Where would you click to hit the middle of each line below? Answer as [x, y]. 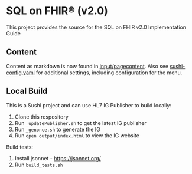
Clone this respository [42, 117]
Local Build [27, 91]
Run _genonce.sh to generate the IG [57, 129]
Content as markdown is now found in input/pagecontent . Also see [87, 66]
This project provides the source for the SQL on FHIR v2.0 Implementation [96, 27]
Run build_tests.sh [39, 165]
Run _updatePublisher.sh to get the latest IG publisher [80, 123]
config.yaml [21, 73]
